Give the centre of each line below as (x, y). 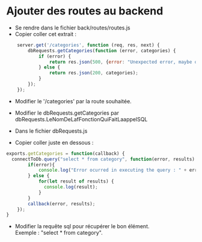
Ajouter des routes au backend (85, 11)
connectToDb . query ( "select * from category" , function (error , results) (103, 159)
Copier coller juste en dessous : (54, 142)
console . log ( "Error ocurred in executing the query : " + (112, 170)
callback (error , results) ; (62, 204)
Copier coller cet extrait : (46, 34)
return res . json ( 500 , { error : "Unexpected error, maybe (121, 62)
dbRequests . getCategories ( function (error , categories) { (102, 50)
